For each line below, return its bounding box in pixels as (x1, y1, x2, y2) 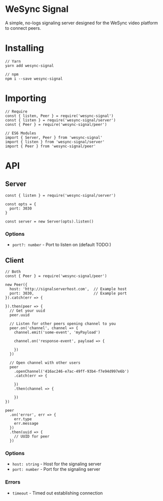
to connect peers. (5, 25, 41, 31)
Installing (5, 43, 44, 54)
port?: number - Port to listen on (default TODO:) (12, 242, 111, 248)
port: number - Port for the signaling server (12, 466, 100, 472)
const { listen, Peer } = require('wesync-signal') (5, 113, 114, 118)
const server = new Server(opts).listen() (5, 219, 94, 224)
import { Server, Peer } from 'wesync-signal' (5, 135, 103, 140)
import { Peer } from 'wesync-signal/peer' (5, 144, 96, 149)
